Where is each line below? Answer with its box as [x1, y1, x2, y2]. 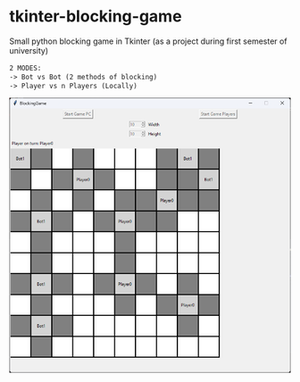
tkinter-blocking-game [9, 6, 182, 27]
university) [9, 45, 49, 55]
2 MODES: [9, 63, 42, 72]
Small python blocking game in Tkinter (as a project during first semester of [9, 36, 287, 46]
